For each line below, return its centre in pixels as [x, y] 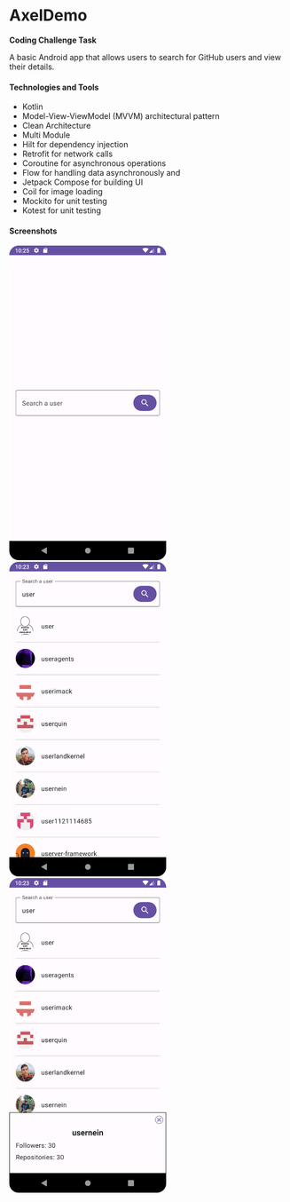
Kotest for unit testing [62, 210]
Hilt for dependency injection [75, 145]
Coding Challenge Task [53, 40]
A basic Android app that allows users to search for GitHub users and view [145, 57]
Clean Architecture [56, 126]
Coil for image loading [63, 192]
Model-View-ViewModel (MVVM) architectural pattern [121, 116]
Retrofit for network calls [67, 154]
